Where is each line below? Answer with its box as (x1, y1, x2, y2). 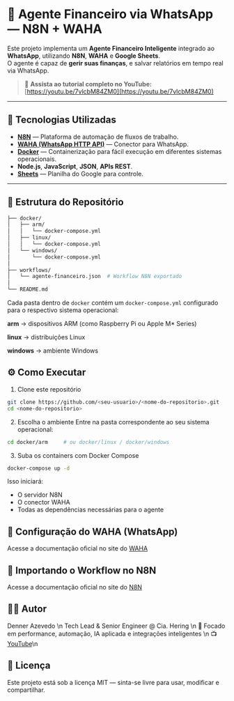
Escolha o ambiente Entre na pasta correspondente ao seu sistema (17, 417, 210, 426)
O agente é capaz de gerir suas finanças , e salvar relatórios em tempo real (7, 59, 224, 67)
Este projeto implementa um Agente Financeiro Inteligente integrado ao (7, 44, 214, 52)
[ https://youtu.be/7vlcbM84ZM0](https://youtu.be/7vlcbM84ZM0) (24, 87, 214, 95)
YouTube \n (7, 639, 38, 647)
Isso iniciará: (7, 477, 44, 486)
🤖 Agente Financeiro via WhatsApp (7, 6, 214, 22)
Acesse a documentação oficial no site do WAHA (7, 544, 148, 553)
